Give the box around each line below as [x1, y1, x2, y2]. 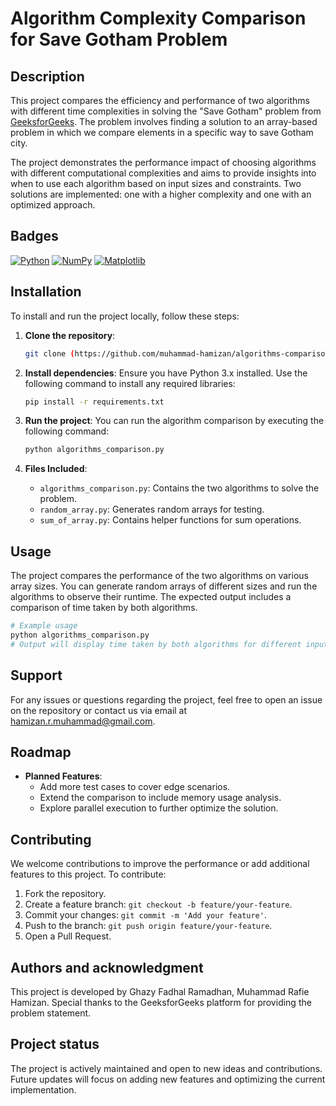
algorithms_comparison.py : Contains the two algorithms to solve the [39, 482, 320, 494]
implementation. [10, 1083, 77, 1096]
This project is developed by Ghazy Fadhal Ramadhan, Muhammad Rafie [10, 985, 310, 997]
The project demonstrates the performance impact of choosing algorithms [10, 157, 317, 168]
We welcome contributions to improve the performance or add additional [10, 858, 310, 870]
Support [10, 667, 63, 684]
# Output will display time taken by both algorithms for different [10, 639, 302, 649]
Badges [10, 228, 59, 245]
